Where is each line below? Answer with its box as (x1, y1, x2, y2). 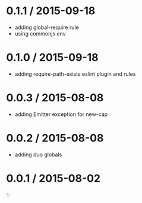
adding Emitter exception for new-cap (14, 111, 108, 118)
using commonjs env (14, 30, 67, 37)
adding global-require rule (14, 24, 79, 31)
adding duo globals (14, 151, 62, 158)
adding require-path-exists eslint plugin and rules (14, 70, 136, 78)
